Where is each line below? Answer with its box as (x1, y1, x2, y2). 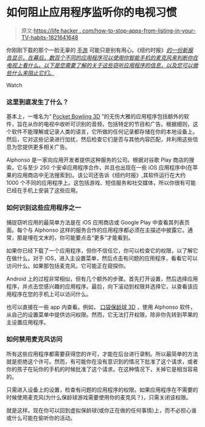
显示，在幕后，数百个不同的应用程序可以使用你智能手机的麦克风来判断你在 (11, 54, 198, 61)
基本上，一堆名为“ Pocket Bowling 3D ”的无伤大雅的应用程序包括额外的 (6, 113, 184, 120)
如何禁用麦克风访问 (6, 335, 63, 343)
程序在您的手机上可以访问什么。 (11, 290, 92, 298)
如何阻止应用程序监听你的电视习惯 (6, 5, 178, 20)
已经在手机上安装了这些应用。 (6, 187, 81, 194)
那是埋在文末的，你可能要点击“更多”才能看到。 (16, 234, 134, 241)
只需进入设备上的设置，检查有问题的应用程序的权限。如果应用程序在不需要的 (6, 386, 198, 393)
